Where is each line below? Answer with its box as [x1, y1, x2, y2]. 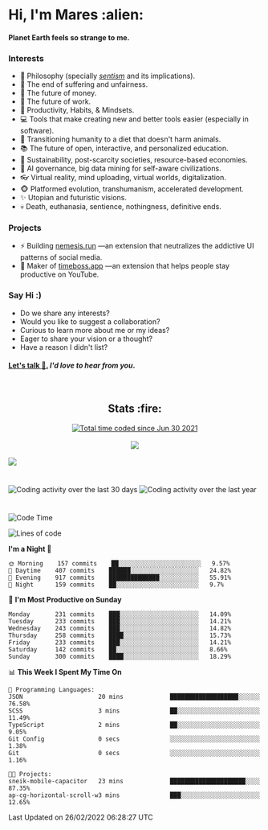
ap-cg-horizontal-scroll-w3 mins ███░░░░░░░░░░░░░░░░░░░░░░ [8, 791, 261, 799]
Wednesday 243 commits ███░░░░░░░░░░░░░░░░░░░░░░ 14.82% [8, 625, 231, 633]
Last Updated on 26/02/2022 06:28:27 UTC [8, 812, 154, 822]
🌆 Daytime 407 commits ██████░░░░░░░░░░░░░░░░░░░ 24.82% [8, 567, 231, 575]
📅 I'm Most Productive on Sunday [8, 595, 122, 605]
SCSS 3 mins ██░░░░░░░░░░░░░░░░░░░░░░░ [8, 707, 261, 715]
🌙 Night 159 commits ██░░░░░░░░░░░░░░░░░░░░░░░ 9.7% [8, 581, 225, 589]
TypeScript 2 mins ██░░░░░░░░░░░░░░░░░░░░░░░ [8, 721, 261, 729]
